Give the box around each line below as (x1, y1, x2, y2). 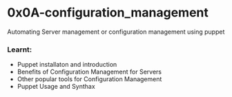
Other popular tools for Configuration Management (17, 75, 162, 83)
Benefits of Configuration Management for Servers (17, 67, 162, 76)
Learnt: (7, 45, 32, 54)
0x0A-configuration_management (7, 5, 209, 21)
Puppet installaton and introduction (17, 61, 117, 69)
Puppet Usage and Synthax (17, 83, 95, 91)
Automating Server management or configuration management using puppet (7, 28, 225, 36)
